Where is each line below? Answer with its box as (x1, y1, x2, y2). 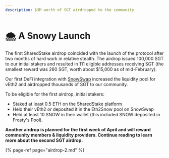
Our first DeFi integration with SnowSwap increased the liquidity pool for (5, 76, 156, 82)
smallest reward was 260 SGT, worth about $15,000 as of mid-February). (5, 66, 157, 72)
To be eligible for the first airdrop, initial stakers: (5, 91, 105, 97)
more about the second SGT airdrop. (5, 137, 83, 143)
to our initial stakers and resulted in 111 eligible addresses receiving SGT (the (5, 61, 164, 67)
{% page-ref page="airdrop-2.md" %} (5, 147, 85, 153)
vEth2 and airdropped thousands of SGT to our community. (5, 81, 128, 87)
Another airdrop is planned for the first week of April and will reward (5, 126, 151, 132)
